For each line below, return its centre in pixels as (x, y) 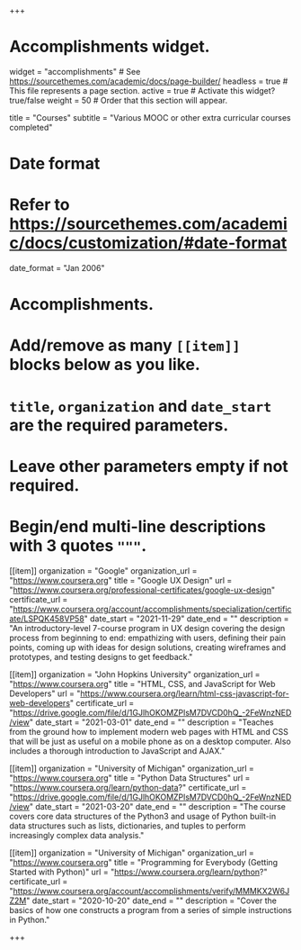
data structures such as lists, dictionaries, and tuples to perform (128, 826)
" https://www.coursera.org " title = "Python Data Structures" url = (130, 778)
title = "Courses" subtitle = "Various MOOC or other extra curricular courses (150, 117)
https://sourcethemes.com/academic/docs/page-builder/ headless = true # (149, 81)
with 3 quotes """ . (78, 546)
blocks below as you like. (105, 365)
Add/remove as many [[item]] (125, 345)
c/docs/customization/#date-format (148, 243)
